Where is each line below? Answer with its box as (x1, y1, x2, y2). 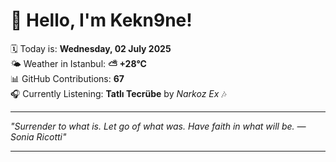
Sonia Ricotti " (10, 130, 67, 143)
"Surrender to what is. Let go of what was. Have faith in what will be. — (10, 120, 307, 132)
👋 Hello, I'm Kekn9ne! (10, 9, 193, 32)
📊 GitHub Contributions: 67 (10, 72, 125, 84)
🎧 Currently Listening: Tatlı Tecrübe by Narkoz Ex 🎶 (10, 87, 227, 99)
